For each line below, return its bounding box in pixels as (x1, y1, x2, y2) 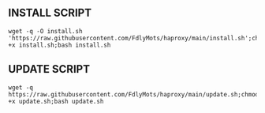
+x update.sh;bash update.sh (8, 97, 104, 105)
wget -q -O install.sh (8, 27, 83, 35)
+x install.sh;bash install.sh (8, 41, 111, 49)
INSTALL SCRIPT (8, 6, 92, 20)
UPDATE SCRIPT (8, 62, 91, 76)
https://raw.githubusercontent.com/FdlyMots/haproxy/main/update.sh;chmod (8, 90, 259, 98)
